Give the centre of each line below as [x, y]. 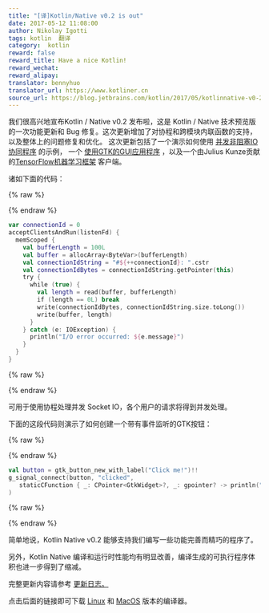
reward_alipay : [34, 75]
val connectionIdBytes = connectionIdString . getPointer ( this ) [128, 270]
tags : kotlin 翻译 [40, 38]
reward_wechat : [34, 68]
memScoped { [36, 240]
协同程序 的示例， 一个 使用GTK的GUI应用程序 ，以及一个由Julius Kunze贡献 [134, 152]
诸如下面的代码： [36, 179]
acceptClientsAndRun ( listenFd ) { [64, 233]
